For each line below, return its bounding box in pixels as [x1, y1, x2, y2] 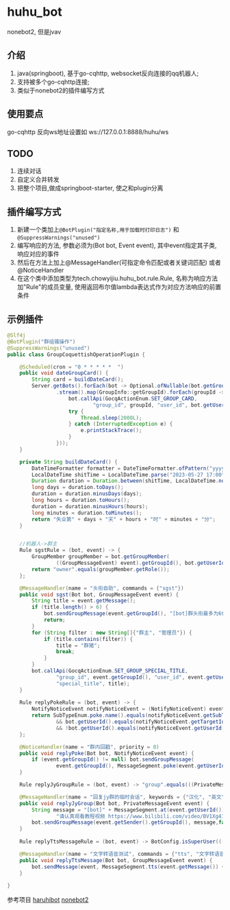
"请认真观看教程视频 [55, 813, 105, 820]
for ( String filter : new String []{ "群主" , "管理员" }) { [31, 629, 192, 636]
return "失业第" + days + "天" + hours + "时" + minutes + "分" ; [31, 516, 216, 522]
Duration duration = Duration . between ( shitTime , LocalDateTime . [31, 477, 219, 485]
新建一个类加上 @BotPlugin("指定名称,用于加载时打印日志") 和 [16, 225, 179, 233]
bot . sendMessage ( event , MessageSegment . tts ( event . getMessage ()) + [31, 863, 225, 870]
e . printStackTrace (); [80, 427, 142, 434]
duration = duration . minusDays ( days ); [31, 490, 142, 497]
